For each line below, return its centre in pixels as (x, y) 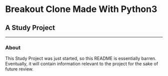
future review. (19, 69)
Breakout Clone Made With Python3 (81, 9)
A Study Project (30, 28)
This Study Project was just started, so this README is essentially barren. (81, 58)
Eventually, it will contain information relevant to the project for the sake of (82, 64)
